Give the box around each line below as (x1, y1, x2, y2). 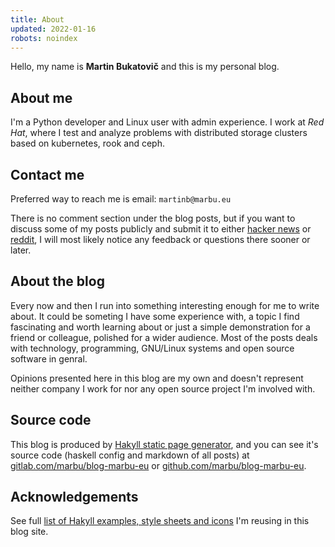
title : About (10, 14, 65, 25)
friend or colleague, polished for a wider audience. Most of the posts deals (10, 331, 318, 343)
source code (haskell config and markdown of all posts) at (10, 449, 250, 461)
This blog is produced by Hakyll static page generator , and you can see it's (10, 438, 319, 450)
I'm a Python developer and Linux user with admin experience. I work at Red (10, 116, 325, 128)
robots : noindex (10, 33, 78, 43)
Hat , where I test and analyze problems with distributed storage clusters (10, 127, 308, 139)
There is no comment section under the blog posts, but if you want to (10, 212, 296, 224)
